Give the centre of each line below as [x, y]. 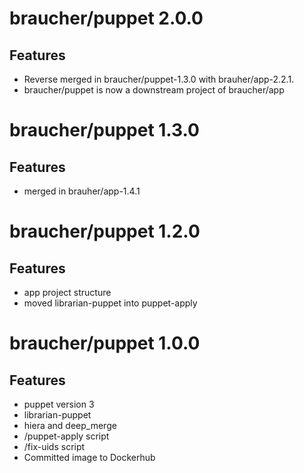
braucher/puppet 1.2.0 [105, 231]
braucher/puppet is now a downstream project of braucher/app [154, 90]
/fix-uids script [54, 446]
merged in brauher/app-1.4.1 [82, 191]
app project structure [67, 292]
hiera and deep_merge [70, 425]
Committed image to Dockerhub [89, 457]
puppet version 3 [59, 404]
